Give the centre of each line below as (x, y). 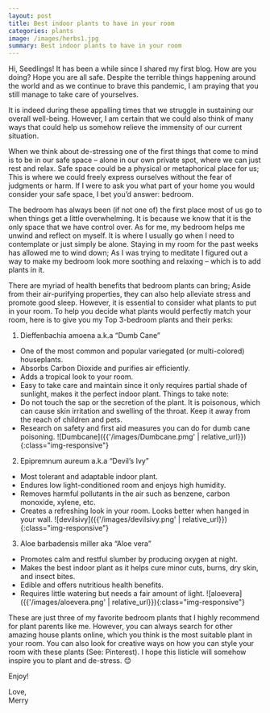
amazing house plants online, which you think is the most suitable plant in (130, 635)
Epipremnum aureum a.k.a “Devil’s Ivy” (84, 461)
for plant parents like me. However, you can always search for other (121, 627)
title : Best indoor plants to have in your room (91, 23)
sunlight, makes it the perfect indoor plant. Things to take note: (125, 394)
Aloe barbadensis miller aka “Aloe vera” (85, 544)
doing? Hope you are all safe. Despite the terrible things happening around (132, 77)
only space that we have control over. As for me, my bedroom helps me (127, 227)
